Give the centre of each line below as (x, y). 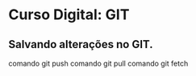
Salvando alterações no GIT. (81, 44)
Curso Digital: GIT (69, 15)
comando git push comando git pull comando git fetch (98, 63)
